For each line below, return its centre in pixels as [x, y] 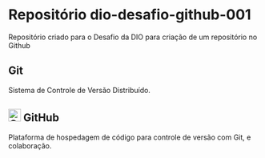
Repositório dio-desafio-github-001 [130, 15]
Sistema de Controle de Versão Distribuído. [79, 90]
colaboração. [30, 145]
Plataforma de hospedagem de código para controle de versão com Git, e [130, 137]
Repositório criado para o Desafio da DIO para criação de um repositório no [133, 37]
